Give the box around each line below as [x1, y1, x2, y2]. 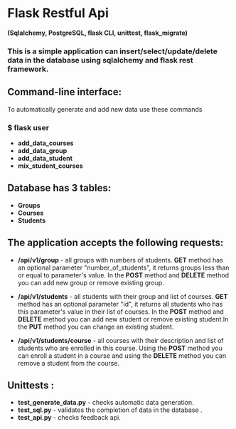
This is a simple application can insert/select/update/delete [7, 46, 218, 56]
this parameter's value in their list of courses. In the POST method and [17, 307, 224, 316]
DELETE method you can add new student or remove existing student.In [17, 314, 229, 323]
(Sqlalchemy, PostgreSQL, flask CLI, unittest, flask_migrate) [7, 28, 188, 37]
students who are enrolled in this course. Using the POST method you [17, 344, 222, 352]
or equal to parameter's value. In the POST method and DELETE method [17, 270, 230, 279]
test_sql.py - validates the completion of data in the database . [17, 406, 203, 414]
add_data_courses [17, 139, 74, 147]
